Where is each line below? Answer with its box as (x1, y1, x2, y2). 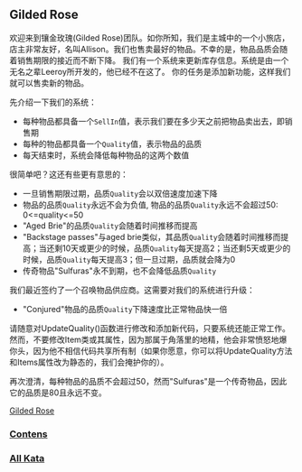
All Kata (9, 451, 45, 464)
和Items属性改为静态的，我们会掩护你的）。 (9, 356, 169, 367)
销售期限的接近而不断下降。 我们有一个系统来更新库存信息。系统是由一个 (16, 54, 289, 66)
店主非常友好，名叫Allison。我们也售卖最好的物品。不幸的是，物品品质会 (9, 43, 280, 54)
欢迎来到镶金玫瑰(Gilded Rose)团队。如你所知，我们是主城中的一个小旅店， (9, 32, 290, 43)
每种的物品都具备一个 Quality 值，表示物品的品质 (22, 138, 202, 149)
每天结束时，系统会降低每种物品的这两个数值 (22, 149, 190, 161)
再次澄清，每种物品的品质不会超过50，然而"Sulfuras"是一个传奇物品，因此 (9, 375, 288, 386)
